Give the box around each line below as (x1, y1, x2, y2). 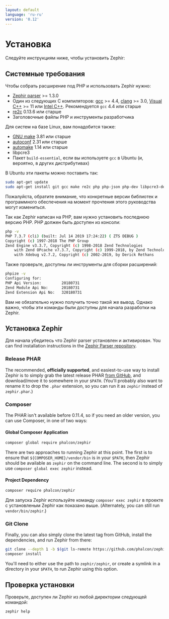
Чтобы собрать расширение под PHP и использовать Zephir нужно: (5, 83, 151, 89)
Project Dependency (5, 477, 49, 483)
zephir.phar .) (5, 388, 33, 394)
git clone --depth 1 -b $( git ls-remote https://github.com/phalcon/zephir (5, 547, 167, 552)
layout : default (5, 7, 39, 13)
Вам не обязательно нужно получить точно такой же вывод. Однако (5, 299, 153, 305)
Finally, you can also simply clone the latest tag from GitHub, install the (5, 532, 152, 538)
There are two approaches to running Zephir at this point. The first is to (5, 449, 152, 455)
